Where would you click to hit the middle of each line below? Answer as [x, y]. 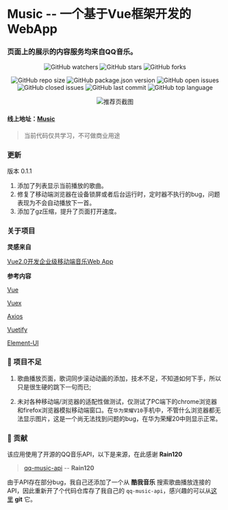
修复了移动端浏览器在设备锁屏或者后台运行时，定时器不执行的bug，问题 [118, 194]
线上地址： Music [31, 119]
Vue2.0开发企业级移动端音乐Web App [60, 262]
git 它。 [25, 499]
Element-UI [23, 343]
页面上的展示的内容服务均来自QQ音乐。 [72, 52]
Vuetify [17, 330]
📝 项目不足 [25, 362]
